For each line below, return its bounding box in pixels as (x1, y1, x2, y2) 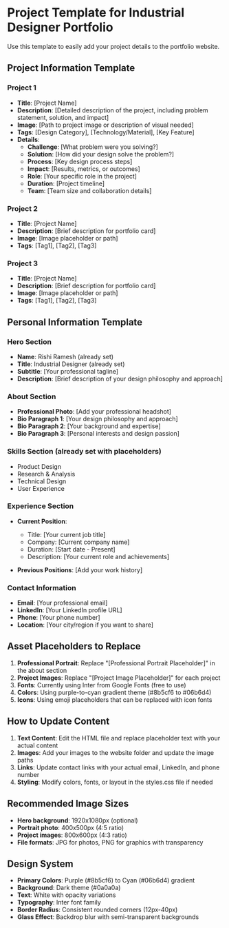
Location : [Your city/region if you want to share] (17, 621, 153, 629)
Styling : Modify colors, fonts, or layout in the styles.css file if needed (17, 778, 213, 786)
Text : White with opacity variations (17, 891, 116, 899)
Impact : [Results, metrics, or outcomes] (27, 164, 141, 173)
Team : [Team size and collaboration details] (27, 186, 152, 194)
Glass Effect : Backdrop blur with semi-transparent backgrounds (17, 913, 199, 921)
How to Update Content (7, 716, 110, 727)
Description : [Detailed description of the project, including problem (17, 105, 208, 114)
